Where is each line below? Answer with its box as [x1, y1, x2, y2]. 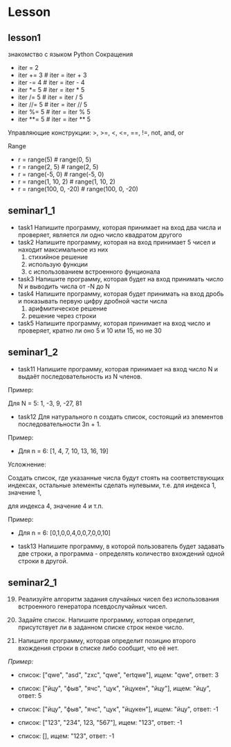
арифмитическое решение [28, 304, 108, 313]
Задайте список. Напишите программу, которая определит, [17, 616, 196, 624]
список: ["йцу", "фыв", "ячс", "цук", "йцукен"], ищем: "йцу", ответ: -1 [17, 705, 219, 714]
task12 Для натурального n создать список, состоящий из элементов [17, 412, 223, 421]
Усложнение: [8, 460, 47, 468]
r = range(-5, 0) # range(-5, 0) [17, 170, 104, 178]
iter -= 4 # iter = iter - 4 [17, 78, 85, 87]
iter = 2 [17, 64, 39, 71]
